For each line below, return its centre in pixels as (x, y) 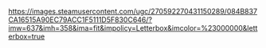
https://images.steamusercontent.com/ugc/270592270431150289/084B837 (133, 11)
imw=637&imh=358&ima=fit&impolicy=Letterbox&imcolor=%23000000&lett (133, 28)
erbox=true (27, 36)
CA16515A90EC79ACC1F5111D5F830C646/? (80, 20)
